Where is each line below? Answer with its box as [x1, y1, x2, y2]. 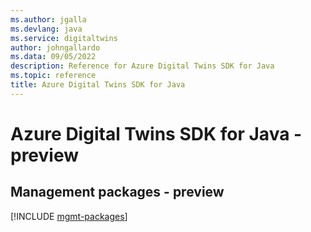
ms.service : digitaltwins [10, 33, 118, 43]
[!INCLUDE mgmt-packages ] [10, 210, 128, 222]
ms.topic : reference [10, 71, 97, 81]
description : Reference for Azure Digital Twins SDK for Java [10, 61, 275, 71]
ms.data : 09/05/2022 [10, 52, 97, 62]
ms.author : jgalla [10, 14, 87, 25]
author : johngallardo [10, 42, 101, 53]
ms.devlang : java [10, 24, 83, 34]
